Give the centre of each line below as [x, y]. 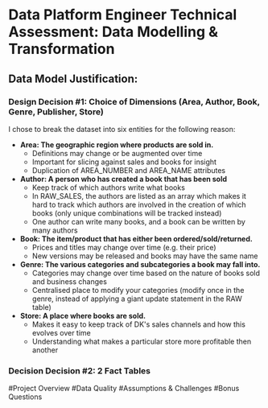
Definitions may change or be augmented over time [117, 153]
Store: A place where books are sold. [83, 315]
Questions [25, 397]
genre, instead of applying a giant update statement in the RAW [137, 299]
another [45, 350]
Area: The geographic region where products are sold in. [117, 144]
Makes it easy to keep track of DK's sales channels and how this [138, 324]
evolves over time [61, 332]
